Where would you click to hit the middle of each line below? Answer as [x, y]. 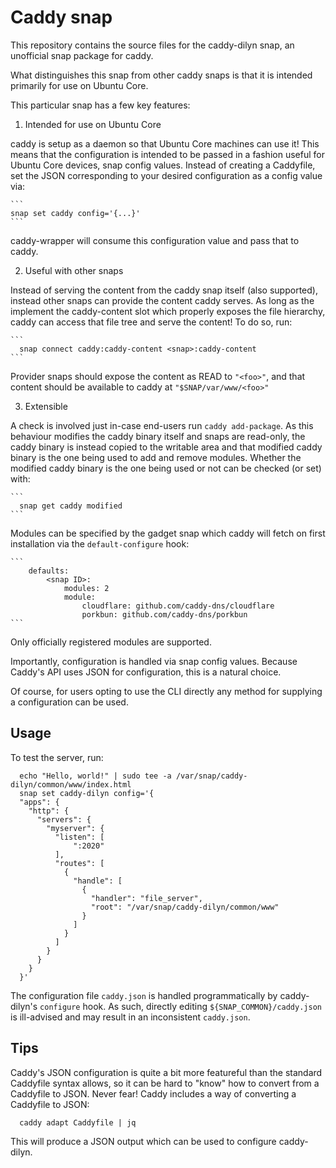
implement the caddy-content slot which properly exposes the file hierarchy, [168, 311]
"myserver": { [75, 828]
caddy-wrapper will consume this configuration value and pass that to [155, 240]
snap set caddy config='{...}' [75, 213]
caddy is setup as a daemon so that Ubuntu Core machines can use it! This [165, 143]
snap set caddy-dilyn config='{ [87, 793]
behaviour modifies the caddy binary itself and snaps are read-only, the [158, 436]
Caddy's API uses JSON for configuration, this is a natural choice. [146, 672]
